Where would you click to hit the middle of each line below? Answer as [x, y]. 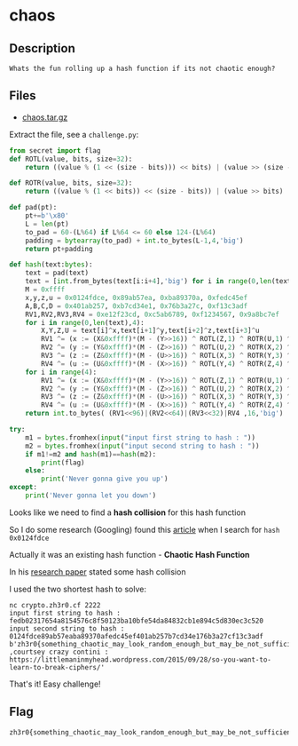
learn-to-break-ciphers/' [57, 667]
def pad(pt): [33, 208]
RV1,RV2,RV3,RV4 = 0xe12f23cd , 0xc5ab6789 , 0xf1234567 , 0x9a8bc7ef [152, 314]
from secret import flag [55, 151]
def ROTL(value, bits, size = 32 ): [71, 159]
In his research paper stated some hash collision [98, 571]
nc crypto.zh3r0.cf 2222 [55, 605]
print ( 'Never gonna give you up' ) [105, 479]
